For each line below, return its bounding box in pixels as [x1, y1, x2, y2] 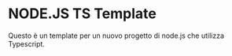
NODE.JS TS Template [8, 5, 157, 23]
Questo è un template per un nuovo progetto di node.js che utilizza [8, 31, 225, 40]
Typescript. [8, 39, 46, 48]
